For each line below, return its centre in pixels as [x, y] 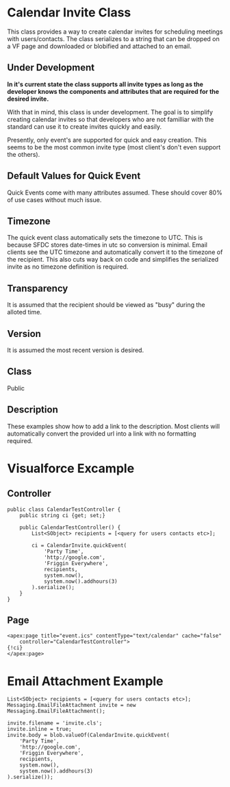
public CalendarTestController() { [70, 527]
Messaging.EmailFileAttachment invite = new [72, 705]
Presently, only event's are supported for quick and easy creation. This [107, 140]
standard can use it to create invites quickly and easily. [85, 126]
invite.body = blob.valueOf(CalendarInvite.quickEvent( [88, 735]
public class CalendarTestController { [64, 509]
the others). [24, 154]
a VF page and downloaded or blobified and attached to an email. [99, 46]
